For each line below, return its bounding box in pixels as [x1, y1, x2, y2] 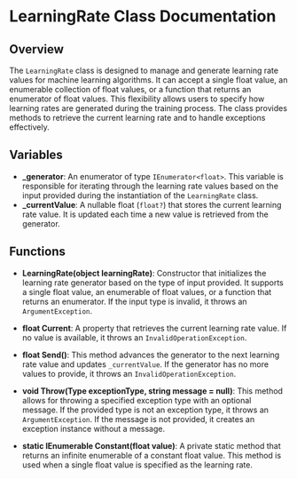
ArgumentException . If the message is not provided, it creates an [21, 413, 255, 424]
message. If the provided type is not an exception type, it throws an [21, 404, 269, 415]
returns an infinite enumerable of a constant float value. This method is [21, 450, 282, 460]
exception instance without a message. [21, 423, 166, 434]
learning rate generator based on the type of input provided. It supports [21, 277, 284, 288]
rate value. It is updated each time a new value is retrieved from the [21, 209, 269, 220]
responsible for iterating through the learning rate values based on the [21, 180, 279, 191]
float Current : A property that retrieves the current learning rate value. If [21, 323, 287, 333]
